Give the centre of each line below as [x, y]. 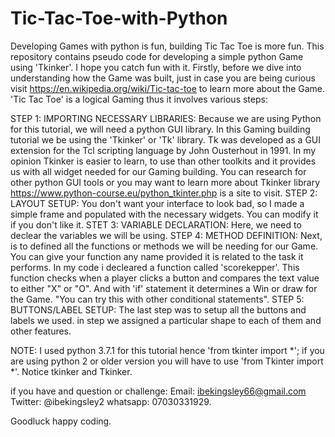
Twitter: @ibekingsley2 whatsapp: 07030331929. [111, 401]
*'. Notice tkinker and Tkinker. [71, 371]
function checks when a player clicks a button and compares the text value [165, 278]
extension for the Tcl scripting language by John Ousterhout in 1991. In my [163, 150]
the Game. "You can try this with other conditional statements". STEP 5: [157, 299]
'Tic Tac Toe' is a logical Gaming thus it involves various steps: [139, 99]
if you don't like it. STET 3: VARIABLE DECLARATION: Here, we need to [156, 224]
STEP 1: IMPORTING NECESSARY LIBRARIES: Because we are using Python [166, 118]
